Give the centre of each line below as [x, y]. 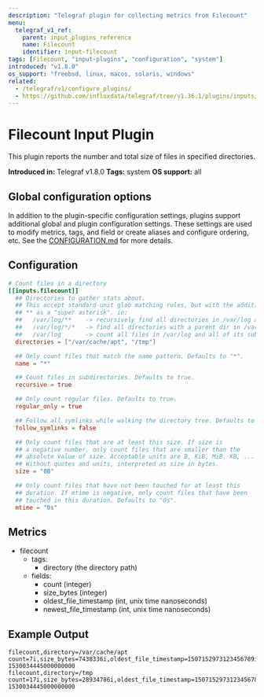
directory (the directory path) [90, 568]
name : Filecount [49, 45]
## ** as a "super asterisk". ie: [71, 313]
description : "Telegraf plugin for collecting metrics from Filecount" [128, 15]
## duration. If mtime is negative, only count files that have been [131, 492]
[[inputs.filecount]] [44, 291]
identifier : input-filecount [70, 52]
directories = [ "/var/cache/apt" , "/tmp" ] [86, 342]
